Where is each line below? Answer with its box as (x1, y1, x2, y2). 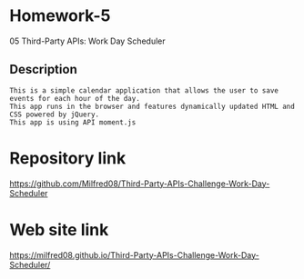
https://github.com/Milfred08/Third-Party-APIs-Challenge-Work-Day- (9, 178, 270, 189)
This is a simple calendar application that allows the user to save (9, 85, 279, 95)
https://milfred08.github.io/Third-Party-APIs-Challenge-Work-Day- (9, 249, 259, 260)
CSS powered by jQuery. (9, 110, 100, 119)
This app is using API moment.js (9, 117, 137, 127)
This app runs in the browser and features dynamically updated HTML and (9, 102, 296, 111)
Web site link (9, 219, 109, 240)
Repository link (9, 147, 127, 168)
